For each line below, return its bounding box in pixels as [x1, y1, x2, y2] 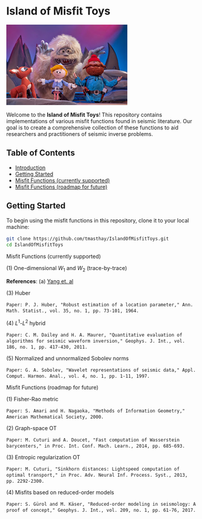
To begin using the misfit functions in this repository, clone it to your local [6, 216, 189, 224]
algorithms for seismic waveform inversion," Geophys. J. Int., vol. [6, 338, 186, 344]
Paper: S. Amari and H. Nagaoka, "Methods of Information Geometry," [6, 408, 186, 414]
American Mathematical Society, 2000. [6, 414, 104, 420]
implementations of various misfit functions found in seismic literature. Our [6, 117, 192, 124]
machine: [6, 223, 30, 230]
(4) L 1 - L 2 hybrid [6, 318, 46, 327]
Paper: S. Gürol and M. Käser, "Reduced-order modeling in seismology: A [6, 501, 197, 507]
